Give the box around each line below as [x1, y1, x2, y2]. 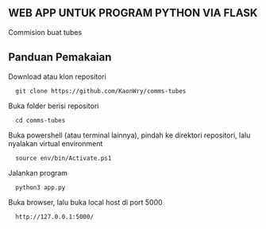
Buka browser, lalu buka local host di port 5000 [8, 197, 163, 207]
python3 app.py [15, 183, 66, 192]
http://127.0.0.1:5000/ [15, 212, 94, 221]
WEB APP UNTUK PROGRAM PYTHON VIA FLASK [8, 6, 258, 20]
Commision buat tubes [8, 27, 83, 37]
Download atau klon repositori [8, 72, 107, 81]
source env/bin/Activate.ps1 [15, 154, 112, 162]
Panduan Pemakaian [8, 51, 112, 64]
